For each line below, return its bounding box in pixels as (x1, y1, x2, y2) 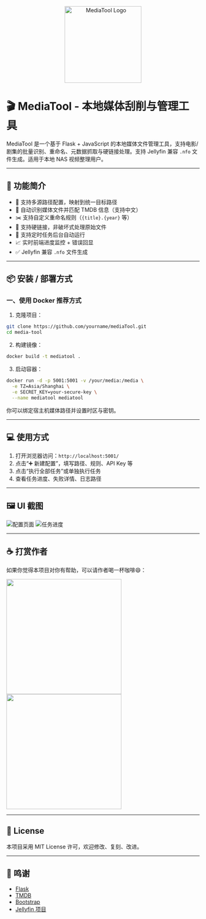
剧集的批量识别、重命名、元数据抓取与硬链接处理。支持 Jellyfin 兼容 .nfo (6, 147, 191, 155)
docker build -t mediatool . (6, 354, 81, 360)
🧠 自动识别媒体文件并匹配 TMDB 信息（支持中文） (15, 206, 142, 213)
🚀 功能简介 (6, 181, 46, 192)
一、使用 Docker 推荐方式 (6, 297, 82, 305)
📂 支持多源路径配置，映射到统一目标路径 (15, 198, 118, 206)
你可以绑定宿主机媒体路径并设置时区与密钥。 (6, 406, 120, 414)
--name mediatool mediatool (12, 395, 84, 401)
